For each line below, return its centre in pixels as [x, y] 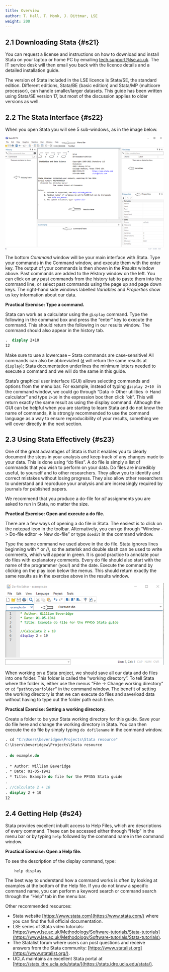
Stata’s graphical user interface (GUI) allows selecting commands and [77, 381]
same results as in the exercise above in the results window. [67, 576]
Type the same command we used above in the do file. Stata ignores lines [82, 544]
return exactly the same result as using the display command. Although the [83, 402]
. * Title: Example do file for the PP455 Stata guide [64, 777]
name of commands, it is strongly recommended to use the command [77, 413]
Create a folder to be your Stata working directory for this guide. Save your [83, 719]
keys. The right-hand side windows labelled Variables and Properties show [83, 289]
